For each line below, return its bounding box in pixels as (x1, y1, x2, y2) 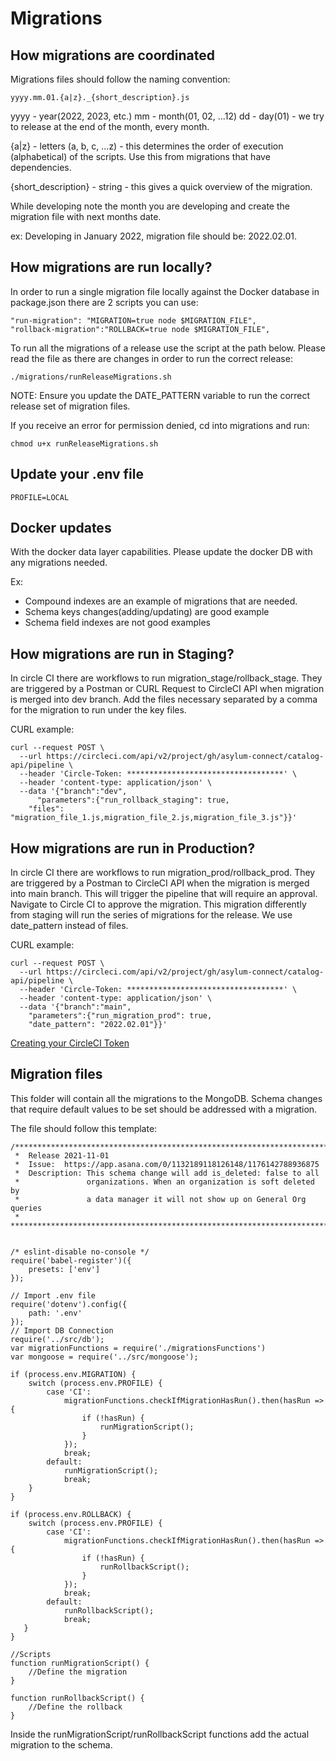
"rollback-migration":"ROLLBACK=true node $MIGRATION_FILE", (10, 324, 271, 334)
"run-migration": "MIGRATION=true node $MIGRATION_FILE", (10, 315, 257, 326)
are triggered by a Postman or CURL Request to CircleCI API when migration (10, 683, 325, 695)
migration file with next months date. (10, 211, 162, 222)
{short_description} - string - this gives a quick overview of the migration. (10, 181, 313, 192)
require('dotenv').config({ (10, 1299, 128, 1309)
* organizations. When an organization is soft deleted (14, 1177, 315, 1187)
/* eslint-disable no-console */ (10, 1247, 150, 1257)
